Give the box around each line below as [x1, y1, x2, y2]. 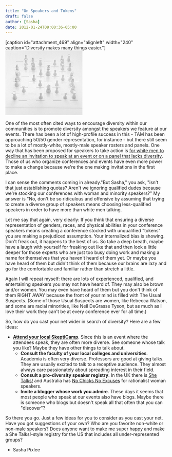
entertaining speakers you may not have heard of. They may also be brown [5, 281, 164, 287]
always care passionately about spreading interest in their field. [20, 367, 155, 373]
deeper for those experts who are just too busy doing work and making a [5, 249, 160, 255]
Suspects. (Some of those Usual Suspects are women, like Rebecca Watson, [5, 298, 167, 304]
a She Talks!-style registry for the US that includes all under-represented [5, 431, 159, 437]
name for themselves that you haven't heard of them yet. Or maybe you [5, 255, 157, 261]
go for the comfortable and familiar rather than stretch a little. [5, 266, 135, 272]
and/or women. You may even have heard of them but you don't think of [5, 287, 158, 293]
